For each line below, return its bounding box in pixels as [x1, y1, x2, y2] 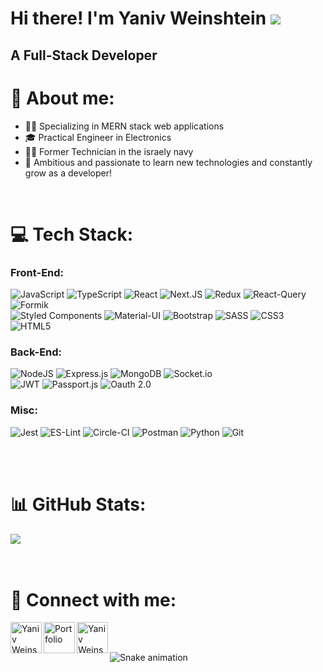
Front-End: [10, 265, 65, 279]
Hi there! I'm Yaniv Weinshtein [10, 7, 267, 30]
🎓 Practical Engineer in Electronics [24, 131, 172, 143]
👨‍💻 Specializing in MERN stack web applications [24, 120, 225, 132]
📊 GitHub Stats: [10, 493, 147, 516]
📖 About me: [10, 87, 115, 109]
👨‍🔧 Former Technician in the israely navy [24, 145, 194, 157]
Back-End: [10, 345, 63, 359]
